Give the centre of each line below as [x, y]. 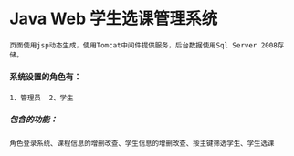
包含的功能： [33, 119]
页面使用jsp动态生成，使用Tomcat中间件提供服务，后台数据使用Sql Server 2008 [144, 45]
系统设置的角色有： [46, 76]
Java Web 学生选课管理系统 [114, 19]
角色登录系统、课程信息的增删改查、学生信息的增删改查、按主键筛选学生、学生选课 [142, 144]
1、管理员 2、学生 [42, 98]
